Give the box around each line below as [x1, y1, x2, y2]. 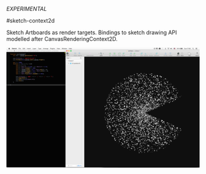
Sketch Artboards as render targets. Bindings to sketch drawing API [6, 29, 177, 36]
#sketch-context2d [6, 17, 55, 24]
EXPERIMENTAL [6, 5, 47, 12]
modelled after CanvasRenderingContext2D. [6, 35, 118, 42]
